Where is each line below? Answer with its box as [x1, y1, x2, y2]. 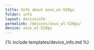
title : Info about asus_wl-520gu [5, 7, 75, 12]
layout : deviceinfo [5, 16, 46, 21]
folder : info [5, 12, 32, 17]
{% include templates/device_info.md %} [5, 39, 90, 45]
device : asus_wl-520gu [5, 26, 52, 31]
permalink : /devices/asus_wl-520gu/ [5, 21, 81, 26]
